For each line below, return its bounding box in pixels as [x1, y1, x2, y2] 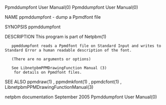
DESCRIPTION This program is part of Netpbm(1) [5, 34, 107, 39]
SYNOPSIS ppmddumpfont [5, 24, 61, 30]
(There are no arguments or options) [11, 57, 92, 62]
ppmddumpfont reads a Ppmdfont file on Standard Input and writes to [11, 43, 161, 48]
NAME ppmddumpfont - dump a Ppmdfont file [5, 14, 101, 20]
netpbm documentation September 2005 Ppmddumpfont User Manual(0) [5, 94, 157, 100]
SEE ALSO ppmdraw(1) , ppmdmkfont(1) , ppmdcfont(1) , [5, 79, 122, 85]
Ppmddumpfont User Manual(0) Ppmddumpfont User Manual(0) [5, 5, 138, 10]
